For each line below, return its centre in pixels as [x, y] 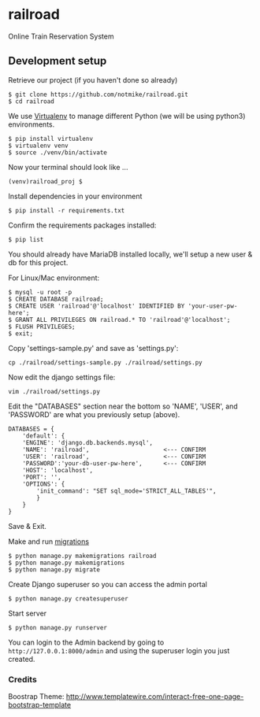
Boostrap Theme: [36, 697]
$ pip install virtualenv [50, 139]
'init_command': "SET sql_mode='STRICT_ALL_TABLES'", [126, 491]
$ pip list [26, 239]
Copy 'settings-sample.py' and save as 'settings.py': [93, 348]
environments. [32, 124]
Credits [22, 679]
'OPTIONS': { [44, 484]
